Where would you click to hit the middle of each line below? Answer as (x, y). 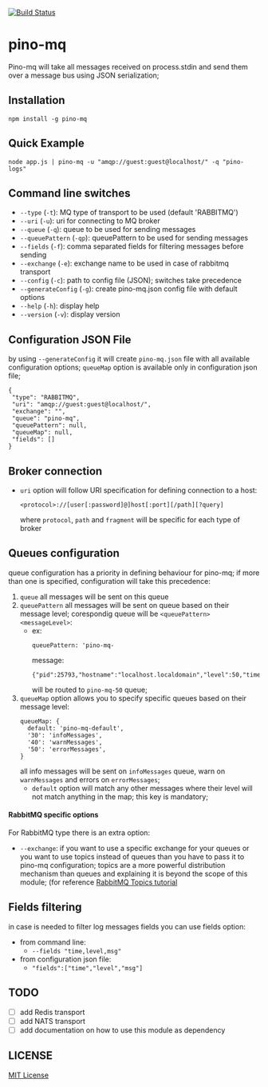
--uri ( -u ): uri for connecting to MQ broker (90, 221)
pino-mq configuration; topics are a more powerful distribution (122, 865)
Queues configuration (64, 553)
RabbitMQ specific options (53, 815)
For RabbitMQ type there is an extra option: (79, 833)
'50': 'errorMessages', (67, 749)
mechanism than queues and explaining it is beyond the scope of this (134, 874)
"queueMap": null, (42, 433)
